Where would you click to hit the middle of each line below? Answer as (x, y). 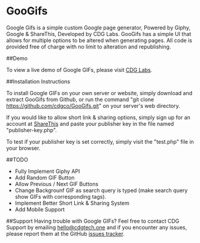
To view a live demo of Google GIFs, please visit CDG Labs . (79, 69)
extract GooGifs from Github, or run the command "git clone (80, 99)
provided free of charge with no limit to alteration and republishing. (89, 47)
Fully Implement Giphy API (47, 171)
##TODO (17, 159)
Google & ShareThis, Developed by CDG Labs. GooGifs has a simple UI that (99, 34)
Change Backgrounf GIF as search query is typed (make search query (101, 190)
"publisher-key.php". (31, 130)
